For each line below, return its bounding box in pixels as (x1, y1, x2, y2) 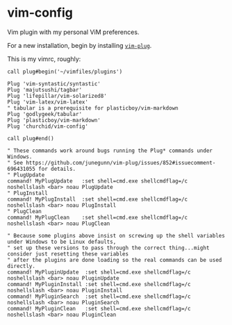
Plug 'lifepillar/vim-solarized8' (7, 92, 108, 99)
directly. (7, 262, 36, 269)
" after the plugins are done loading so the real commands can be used (7, 256, 222, 263)
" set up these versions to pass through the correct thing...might (7, 244, 210, 251)
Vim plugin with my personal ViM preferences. (7, 28, 140, 36)
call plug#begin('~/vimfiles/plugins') (7, 68, 123, 75)
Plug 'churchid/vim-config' (7, 123, 89, 130)
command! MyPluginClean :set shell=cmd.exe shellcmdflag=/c (7, 305, 191, 312)
